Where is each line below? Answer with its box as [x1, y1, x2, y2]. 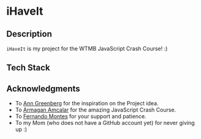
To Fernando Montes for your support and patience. [15, 113, 146, 120]
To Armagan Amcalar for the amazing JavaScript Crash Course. [15, 106, 176, 114]
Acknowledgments [6, 83, 81, 94]
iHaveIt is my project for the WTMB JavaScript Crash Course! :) [6, 45, 168, 52]
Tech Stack [6, 62, 50, 73]
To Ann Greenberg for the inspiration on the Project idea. [15, 100, 159, 107]
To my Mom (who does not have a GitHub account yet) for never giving [15, 119, 195, 127]
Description [6, 29, 52, 39]
